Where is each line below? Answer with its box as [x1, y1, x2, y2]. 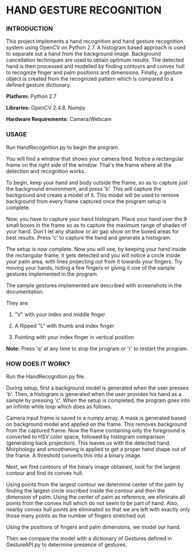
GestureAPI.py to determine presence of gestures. [6, 541, 128, 548]
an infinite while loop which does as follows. [6, 403, 112, 410]
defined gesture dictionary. [6, 82, 71, 89]
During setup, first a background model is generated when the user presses [6, 384, 189, 391]
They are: [6, 299, 29, 306]
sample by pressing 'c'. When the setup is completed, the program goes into [6, 397, 190, 404]
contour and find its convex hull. [6, 469, 84, 476]
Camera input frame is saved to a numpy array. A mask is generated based [6, 415, 186, 422]
